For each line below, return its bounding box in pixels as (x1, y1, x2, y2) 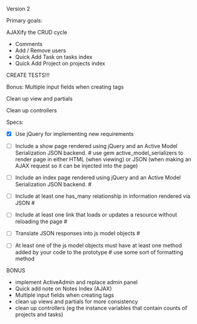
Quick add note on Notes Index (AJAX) (15, 285, 112, 292)
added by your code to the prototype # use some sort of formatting (15, 249, 184, 256)
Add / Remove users (15, 47, 67, 54)
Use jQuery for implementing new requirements (15, 130, 134, 137)
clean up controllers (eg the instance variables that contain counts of (15, 305, 188, 312)
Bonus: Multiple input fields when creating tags (6, 83, 124, 90)
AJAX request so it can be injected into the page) (15, 162, 138, 169)
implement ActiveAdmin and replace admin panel (15, 278, 138, 286)
